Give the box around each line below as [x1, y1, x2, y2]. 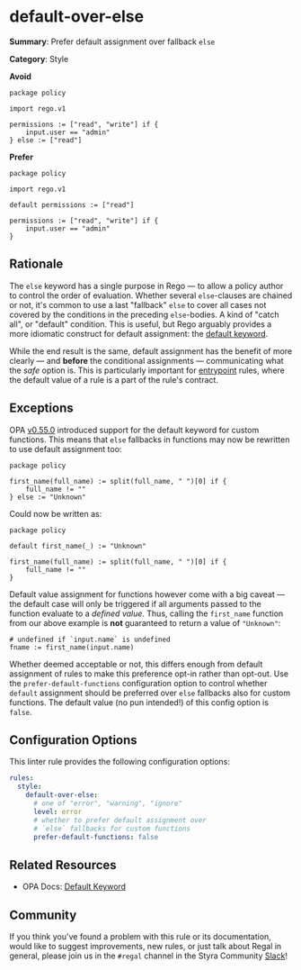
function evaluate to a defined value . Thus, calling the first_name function [9, 608, 284, 619]
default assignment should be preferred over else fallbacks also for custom [9, 687, 290, 698]
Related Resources [9, 857, 117, 873]
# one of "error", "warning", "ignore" [32, 799, 182, 808]
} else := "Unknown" [9, 493, 87, 502]
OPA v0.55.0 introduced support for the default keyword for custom [9, 424, 260, 435]
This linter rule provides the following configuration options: [9, 757, 231, 767]
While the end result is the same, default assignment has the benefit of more [9, 345, 293, 357]
